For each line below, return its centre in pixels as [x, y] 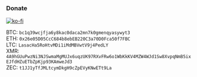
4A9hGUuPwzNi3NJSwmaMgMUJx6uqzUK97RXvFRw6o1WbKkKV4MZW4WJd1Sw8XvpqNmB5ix [99, 57]
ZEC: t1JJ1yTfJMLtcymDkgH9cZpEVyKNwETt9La [59, 68]
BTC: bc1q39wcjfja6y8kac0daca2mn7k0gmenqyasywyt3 [68, 32]
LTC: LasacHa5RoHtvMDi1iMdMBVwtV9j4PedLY [57, 45]
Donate [17, 8]
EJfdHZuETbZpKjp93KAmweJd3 [39, 62]
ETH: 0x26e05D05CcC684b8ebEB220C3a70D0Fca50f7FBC [68, 39]
